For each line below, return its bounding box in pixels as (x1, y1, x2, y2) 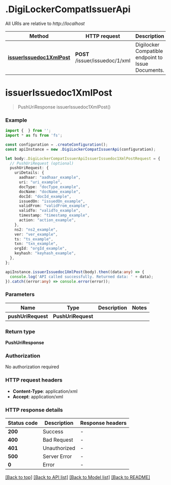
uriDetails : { (14, 170, 44, 175)
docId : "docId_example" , (18, 194, 72, 199)
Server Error (42, 452, 72, 460)
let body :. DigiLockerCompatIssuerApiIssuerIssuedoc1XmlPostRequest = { (5, 156, 160, 161)
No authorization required (5, 364, 60, 370)
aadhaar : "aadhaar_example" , (18, 175, 81, 180)
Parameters (5, 291, 35, 298)
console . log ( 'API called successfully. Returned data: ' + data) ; (10, 274, 154, 279)
